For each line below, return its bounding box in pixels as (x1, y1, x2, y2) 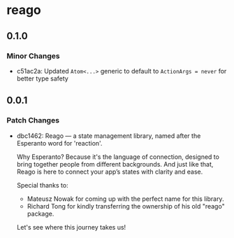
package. (27, 209, 54, 218)
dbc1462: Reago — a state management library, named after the (16, 132, 201, 140)
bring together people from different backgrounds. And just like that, (16, 160, 214, 168)
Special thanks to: (16, 181, 68, 189)
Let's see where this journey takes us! (16, 223, 126, 231)
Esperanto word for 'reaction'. (16, 139, 103, 147)
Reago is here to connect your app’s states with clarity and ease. (16, 167, 203, 176)
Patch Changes (6, 115, 60, 125)
